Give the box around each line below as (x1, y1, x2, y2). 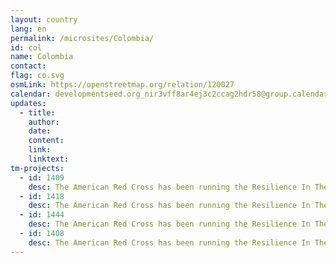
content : (28, 136, 65, 146)
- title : (19, 107, 56, 118)
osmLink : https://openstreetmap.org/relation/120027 (10, 80, 235, 90)
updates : (10, 98, 47, 108)
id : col (10, 42, 43, 53)
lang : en (10, 24, 47, 34)
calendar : (10, 89, 52, 99)
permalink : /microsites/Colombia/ (10, 33, 155, 43)
